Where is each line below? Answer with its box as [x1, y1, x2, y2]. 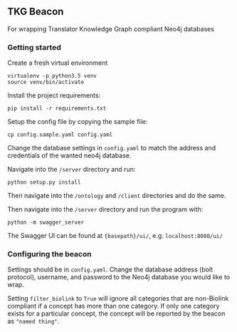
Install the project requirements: [7, 91, 101, 100]
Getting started [7, 42, 62, 52]
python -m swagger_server [7, 219, 84, 227]
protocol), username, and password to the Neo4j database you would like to [7, 273, 230, 281]
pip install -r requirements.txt [7, 105, 107, 113]
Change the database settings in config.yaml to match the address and [7, 144, 216, 152]
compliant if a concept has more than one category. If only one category [7, 302, 220, 311]
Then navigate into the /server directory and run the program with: [7, 205, 204, 214]
